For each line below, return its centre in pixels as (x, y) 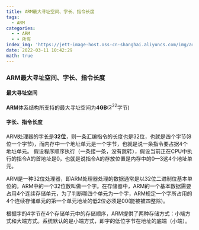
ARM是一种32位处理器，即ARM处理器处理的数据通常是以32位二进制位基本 (97, 178)
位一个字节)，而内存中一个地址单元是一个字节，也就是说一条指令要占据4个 (97, 143)
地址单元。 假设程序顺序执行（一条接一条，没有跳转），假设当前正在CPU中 (97, 151)
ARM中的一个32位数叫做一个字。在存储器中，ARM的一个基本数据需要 (106, 186)
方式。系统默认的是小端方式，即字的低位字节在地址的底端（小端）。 (108, 221)
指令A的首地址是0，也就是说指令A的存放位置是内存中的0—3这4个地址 (102, 158)
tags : (13, 17)
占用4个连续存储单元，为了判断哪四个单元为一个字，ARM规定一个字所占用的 (99, 193)
